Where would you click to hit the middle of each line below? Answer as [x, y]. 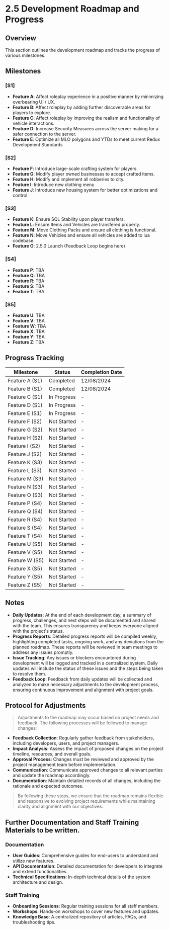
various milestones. [25, 55]
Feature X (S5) [25, 568]
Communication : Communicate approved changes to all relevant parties [88, 770]
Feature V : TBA [29, 320]
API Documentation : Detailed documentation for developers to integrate [87, 866]
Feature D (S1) [25, 405]
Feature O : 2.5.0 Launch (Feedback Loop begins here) [69, 246]
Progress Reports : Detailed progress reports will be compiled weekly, [85, 636]
